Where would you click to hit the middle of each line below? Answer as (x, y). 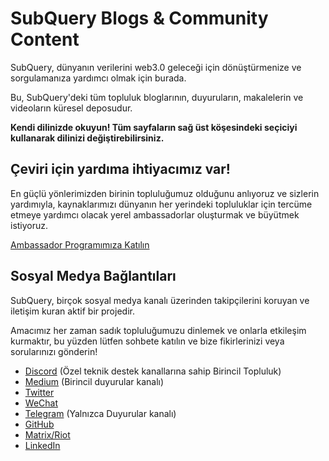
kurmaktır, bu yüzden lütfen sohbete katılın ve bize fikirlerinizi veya (147, 341)
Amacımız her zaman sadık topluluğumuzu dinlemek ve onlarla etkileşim (158, 330)
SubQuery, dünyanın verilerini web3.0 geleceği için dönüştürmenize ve (156, 67)
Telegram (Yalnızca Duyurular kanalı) (100, 413)
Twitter (39, 392)
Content (45, 39)
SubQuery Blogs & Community (139, 18)
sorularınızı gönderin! (54, 351)
